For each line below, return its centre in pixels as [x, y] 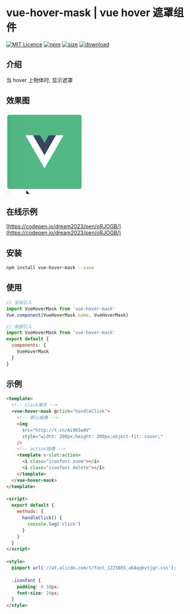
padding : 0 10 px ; [38, 587]
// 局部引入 [19, 327]
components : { [29, 346]
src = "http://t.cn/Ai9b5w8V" [57, 430]
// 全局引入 [19, 302]
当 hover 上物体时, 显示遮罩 [39, 80]
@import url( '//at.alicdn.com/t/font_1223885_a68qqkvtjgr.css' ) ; [94, 568]
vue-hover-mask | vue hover [78, 13]
